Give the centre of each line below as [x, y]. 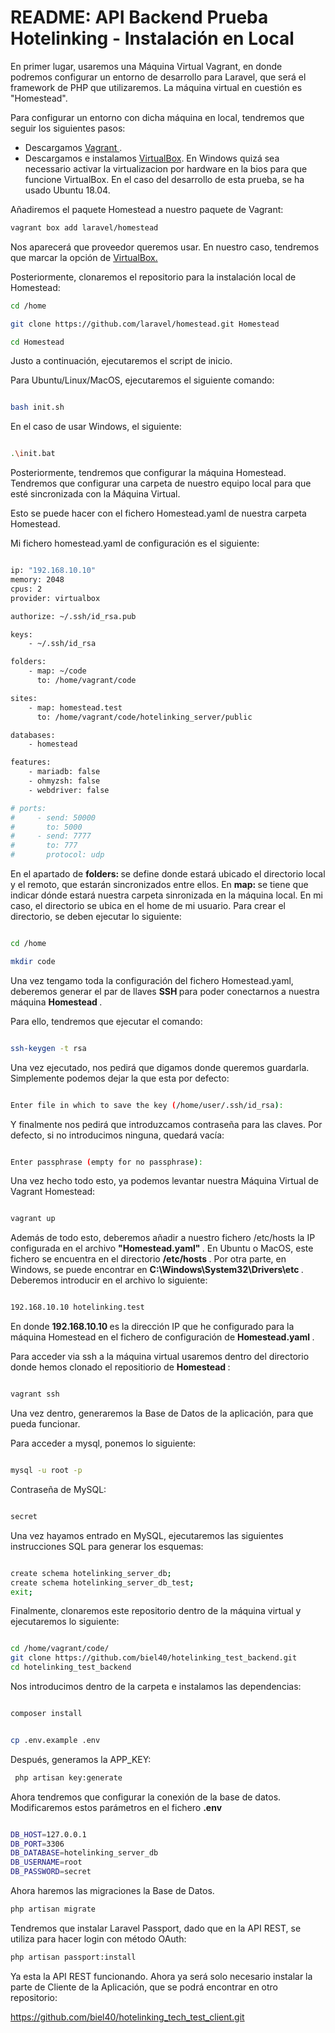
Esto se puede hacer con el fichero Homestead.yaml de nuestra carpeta [158, 513]
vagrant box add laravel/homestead [84, 227]
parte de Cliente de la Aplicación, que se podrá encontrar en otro [144, 1987]
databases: [33, 735]
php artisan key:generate [68, 1777]
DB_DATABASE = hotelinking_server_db [84, 1853]
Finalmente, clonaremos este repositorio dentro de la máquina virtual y [156, 1611]
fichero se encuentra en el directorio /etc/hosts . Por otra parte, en [148, 1259]
